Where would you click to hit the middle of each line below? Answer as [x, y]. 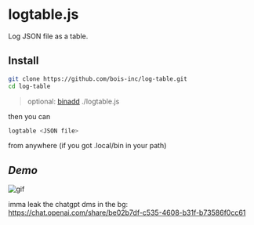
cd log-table [29, 86]
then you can [29, 116]
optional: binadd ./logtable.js [73, 101]
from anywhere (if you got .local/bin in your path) [87, 146]
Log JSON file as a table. [48, 36]
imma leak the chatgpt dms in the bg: [68, 205]
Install [24, 61]
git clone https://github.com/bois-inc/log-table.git [98, 79]
